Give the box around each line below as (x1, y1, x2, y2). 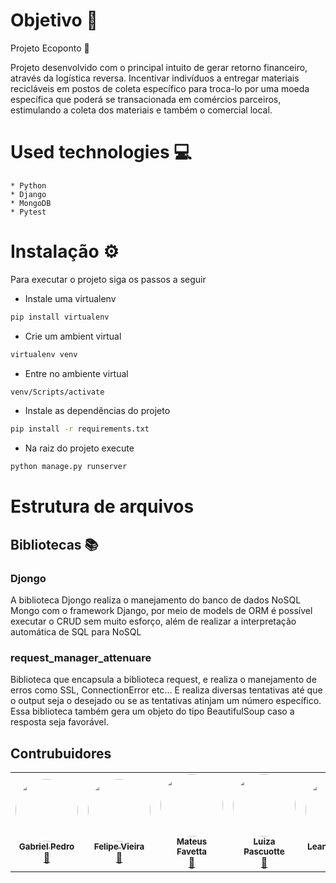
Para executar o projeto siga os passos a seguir (10, 273, 207, 285)
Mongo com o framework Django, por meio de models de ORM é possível (10, 605, 313, 617)
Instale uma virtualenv (24, 292, 117, 304)
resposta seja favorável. (10, 716, 109, 728)
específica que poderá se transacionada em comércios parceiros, (10, 93, 282, 105)
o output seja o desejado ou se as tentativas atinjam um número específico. (10, 695, 322, 707)
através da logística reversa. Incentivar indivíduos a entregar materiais (10, 72, 300, 84)
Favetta (176, 846, 208, 858)
